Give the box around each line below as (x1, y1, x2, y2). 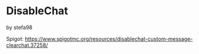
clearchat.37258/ (6, 42, 49, 49)
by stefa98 (6, 24, 33, 31)
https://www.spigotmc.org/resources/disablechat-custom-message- (24, 35, 193, 42)
